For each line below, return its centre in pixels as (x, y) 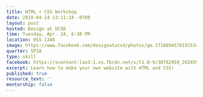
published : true (27, 74)
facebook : (19, 62)
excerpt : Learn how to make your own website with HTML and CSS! (90, 68)
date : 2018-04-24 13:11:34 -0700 (48, 17)
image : (14, 46)
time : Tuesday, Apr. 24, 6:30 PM (48, 34)
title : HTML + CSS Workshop (42, 12)
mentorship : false (29, 85)
